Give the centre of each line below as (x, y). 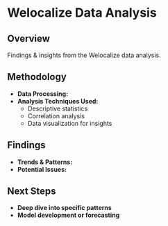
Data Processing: (42, 94)
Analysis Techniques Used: (58, 101)
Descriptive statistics (58, 108)
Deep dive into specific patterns (65, 208)
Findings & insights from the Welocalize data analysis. (84, 55)
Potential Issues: (42, 169)
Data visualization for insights (70, 123)
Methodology (37, 77)
